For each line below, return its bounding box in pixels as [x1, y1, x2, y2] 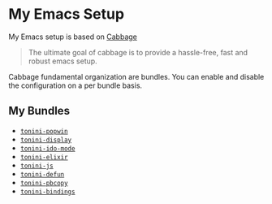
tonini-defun [19, 170, 65, 179]
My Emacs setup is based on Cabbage [8, 32, 138, 41]
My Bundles [8, 104, 71, 118]
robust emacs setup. [28, 56, 97, 66]
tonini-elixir [19, 153, 68, 161]
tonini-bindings [19, 188, 76, 196]
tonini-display [19, 136, 72, 144]
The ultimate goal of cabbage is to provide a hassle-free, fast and [28, 47, 248, 57]
